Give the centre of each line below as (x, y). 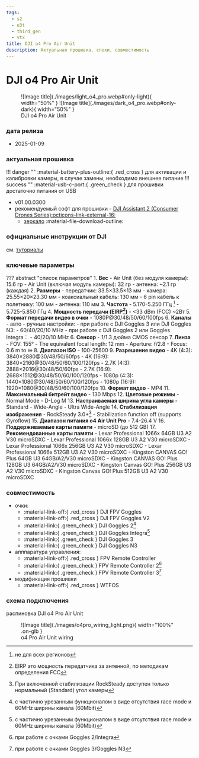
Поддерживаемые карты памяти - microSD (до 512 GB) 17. (81, 426)
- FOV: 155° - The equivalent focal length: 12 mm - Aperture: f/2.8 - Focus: (97, 344)
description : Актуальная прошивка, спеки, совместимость (78, 50)
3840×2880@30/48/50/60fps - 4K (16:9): (57, 356)
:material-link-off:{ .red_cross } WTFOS (71, 585)
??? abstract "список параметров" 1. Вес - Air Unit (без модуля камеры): (97, 278)
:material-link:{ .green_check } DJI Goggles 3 (78, 539)
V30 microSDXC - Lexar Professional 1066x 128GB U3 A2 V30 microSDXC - (98, 439)
